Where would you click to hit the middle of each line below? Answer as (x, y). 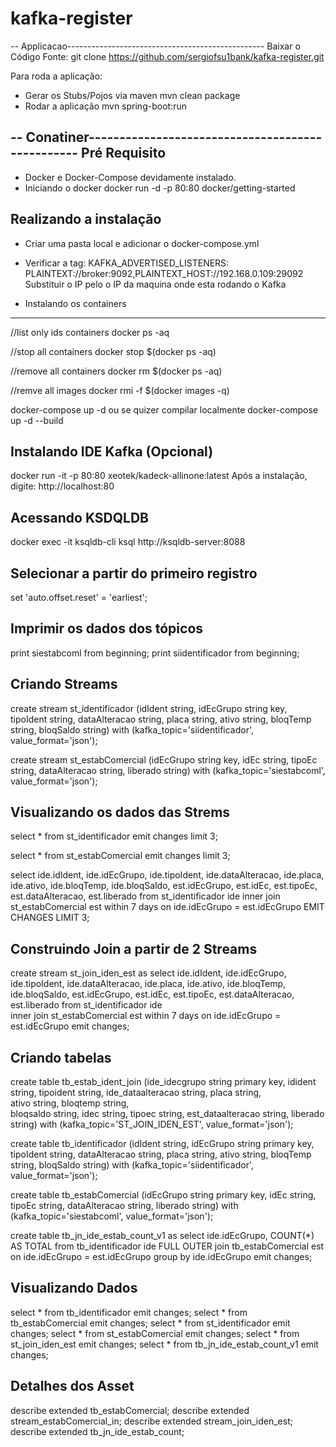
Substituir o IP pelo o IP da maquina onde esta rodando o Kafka (155, 284)
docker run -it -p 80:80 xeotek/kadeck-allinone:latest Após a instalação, (159, 476)
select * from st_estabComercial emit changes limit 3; (120, 856)
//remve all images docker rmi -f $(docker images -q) (120, 390)
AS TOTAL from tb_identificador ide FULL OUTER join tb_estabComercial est (167, 1246)
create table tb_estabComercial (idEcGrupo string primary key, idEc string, (163, 1195)
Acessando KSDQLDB (80, 517)
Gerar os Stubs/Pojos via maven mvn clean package (132, 95)
